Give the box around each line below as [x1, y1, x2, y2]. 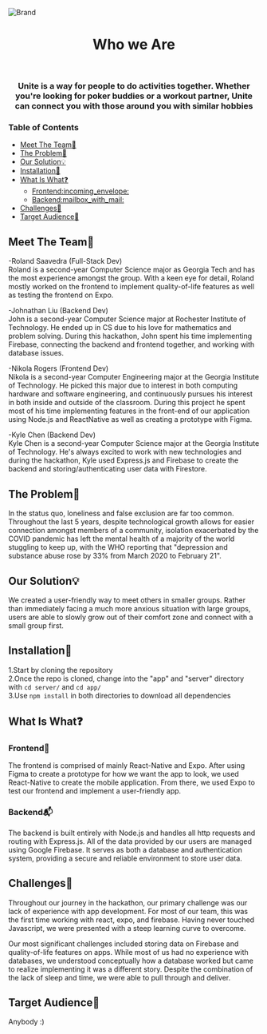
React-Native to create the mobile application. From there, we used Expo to [8, 777, 255, 787]
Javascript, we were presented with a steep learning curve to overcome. [8, 923, 246, 933]
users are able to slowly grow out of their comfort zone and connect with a [8, 612, 253, 622]
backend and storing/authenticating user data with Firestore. [8, 464, 207, 474]
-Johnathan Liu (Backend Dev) [8, 306, 109, 316]
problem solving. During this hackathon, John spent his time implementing [8, 332, 253, 341]
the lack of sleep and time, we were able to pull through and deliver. [8, 972, 231, 982]
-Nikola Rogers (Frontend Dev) [8, 364, 109, 373]
